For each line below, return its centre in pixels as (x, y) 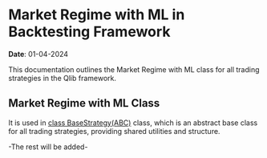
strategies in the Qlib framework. (63, 78)
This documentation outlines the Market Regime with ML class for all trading (134, 69)
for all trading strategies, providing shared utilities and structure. (114, 131)
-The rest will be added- (48, 147)
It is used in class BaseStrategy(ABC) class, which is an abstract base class (133, 123)
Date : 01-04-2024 (38, 54)
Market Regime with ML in (97, 15)
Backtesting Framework (89, 32)
